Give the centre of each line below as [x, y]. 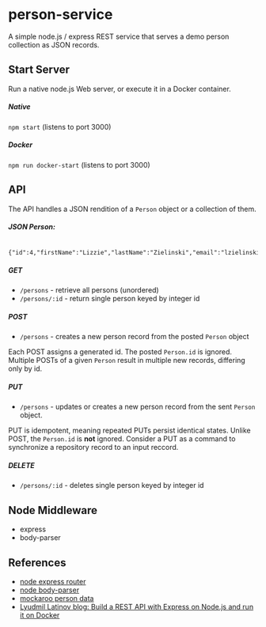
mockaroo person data [57, 598]
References [37, 563]
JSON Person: [32, 227]
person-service [61, 15]
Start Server [39, 70]
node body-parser [49, 590]
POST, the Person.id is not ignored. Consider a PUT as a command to [122, 439]
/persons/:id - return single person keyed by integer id [110, 299]
